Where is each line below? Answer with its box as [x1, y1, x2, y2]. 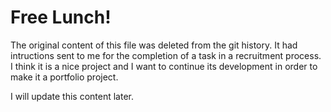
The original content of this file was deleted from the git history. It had [10, 39, 298, 51]
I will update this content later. [10, 90, 135, 102]
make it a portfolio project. [10, 71, 119, 83]
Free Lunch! [10, 6, 112, 29]
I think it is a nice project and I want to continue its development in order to [10, 60, 318, 72]
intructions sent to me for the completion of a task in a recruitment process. [10, 49, 322, 61]
